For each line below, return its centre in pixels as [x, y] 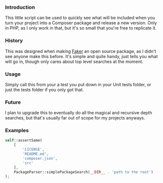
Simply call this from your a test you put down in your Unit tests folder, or [78, 84]
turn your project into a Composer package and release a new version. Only [81, 23]
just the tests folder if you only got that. [45, 90]
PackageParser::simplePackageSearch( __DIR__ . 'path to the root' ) [83, 172]
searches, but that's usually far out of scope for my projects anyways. [75, 118]
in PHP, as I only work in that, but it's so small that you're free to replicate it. [81, 28]
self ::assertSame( [24, 140]
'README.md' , [36, 154]
